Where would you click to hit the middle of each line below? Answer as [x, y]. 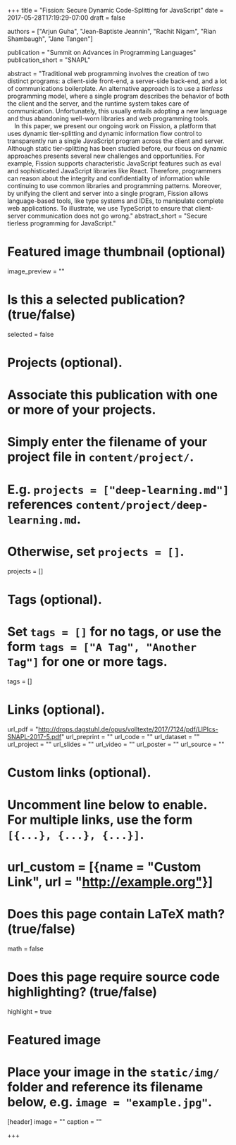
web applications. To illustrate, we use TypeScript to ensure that [100, 208]
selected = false [31, 334]
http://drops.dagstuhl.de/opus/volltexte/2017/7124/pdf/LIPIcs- [128, 729]
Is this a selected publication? [96, 300]
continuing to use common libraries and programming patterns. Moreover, [114, 186]
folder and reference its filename [105, 1087]
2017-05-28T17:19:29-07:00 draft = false [66, 18]
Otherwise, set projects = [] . [96, 551]
